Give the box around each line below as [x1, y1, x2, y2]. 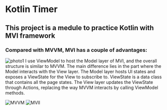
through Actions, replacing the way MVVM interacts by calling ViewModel [5, 84, 158, 90]
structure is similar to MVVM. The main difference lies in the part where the [5, 63, 161, 69]
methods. [5, 89, 25, 96]
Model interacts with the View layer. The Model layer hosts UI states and [5, 68, 155, 74]
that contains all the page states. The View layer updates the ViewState [5, 79, 153, 85]
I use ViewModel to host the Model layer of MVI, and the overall [25, 58, 157, 64]
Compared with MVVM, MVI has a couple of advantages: [5, 46, 147, 53]
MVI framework [5, 31, 55, 40]
